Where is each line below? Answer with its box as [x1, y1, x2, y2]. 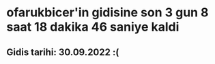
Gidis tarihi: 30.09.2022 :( [6, 46, 119, 58]
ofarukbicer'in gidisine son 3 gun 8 [6, 5, 209, 20]
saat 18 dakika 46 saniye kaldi [6, 19, 180, 35]
